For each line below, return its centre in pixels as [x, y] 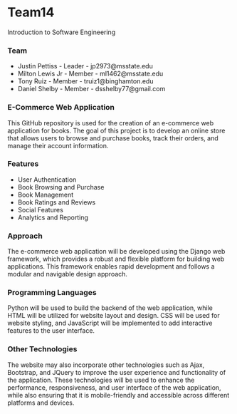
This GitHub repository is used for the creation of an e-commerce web [111, 123]
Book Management [46, 195]
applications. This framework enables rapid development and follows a [111, 266]
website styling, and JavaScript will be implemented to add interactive [110, 323]
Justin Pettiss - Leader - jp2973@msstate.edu [85, 66]
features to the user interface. [51, 331]
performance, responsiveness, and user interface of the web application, [115, 387]
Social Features [41, 209]
